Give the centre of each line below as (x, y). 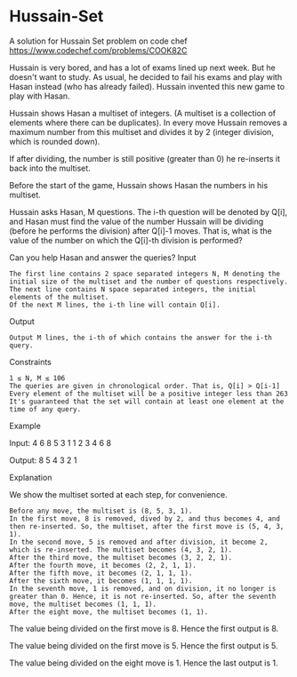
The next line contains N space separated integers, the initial (132, 289)
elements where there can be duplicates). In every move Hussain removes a (148, 123)
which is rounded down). (55, 141)
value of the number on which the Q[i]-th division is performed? (126, 240)
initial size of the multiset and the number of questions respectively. (149, 282)
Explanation (31, 477)
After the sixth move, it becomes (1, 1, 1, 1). (101, 581)
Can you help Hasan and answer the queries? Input (103, 257)
